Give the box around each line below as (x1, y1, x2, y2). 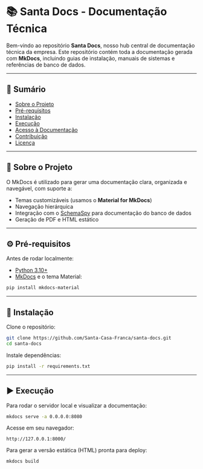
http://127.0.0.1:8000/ (6, 436, 66, 442)
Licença (14, 139, 35, 146)
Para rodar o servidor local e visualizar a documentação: (6, 402, 147, 409)
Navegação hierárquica (14, 203, 74, 210)
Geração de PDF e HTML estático (14, 215, 99, 223)
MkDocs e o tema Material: (14, 273, 83, 280)
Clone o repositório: (6, 323, 56, 330)
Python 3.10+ (14, 267, 48, 274)
